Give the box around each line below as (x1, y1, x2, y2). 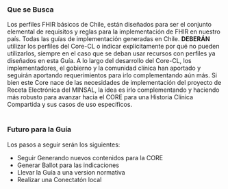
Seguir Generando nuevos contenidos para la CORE (16, 153, 163, 162)
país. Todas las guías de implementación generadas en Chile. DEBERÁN (7, 35, 210, 43)
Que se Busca (7, 5, 54, 14)
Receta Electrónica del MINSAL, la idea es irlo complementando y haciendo (7, 86, 220, 94)
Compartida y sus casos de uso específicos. (7, 101, 132, 109)
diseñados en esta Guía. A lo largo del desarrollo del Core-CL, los (7, 57, 192, 65)
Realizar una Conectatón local (16, 175, 102, 184)
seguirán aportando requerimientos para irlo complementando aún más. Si (7, 71, 218, 79)
